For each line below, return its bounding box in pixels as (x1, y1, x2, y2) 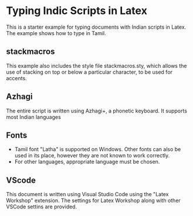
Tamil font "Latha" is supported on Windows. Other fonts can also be (14, 146, 181, 153)
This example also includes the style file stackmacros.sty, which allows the (6, 62, 187, 69)
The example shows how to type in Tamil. (6, 29, 107, 36)
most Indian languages (6, 113, 62, 121)
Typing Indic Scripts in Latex (6, 4, 148, 18)
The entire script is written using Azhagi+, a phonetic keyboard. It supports (6, 107, 188, 114)
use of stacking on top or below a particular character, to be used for (6, 68, 173, 76)
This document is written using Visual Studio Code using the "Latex (6, 191, 169, 198)
